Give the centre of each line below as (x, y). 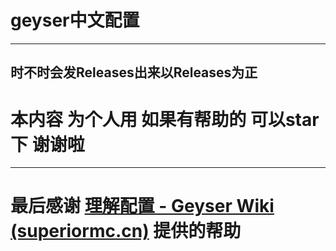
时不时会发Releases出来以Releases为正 (134, 72)
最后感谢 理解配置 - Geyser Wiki (142, 206)
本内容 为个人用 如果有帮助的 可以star (165, 119)
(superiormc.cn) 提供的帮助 (126, 231)
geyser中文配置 (75, 20)
